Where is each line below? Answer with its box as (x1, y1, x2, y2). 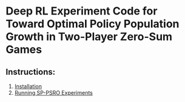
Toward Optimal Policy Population (5, 17, 180, 31)
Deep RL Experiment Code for (5, 4, 158, 18)
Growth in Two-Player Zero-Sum (5, 30, 173, 43)
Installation (14, 83, 42, 90)
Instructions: (5, 66, 56, 77)
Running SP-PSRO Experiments (14, 89, 93, 96)
